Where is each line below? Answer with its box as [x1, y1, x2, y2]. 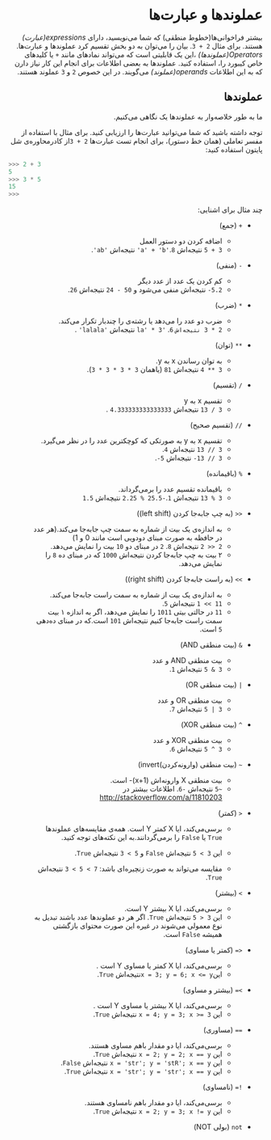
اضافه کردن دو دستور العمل [140, 236, 223, 246]
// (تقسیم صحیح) [190, 420, 243, 430]
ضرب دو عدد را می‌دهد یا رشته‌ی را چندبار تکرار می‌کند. [58, 316, 223, 326]
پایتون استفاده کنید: [205, 144, 263, 154]
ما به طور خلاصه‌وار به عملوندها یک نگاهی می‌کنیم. [113, 112, 263, 121]
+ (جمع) [219, 221, 243, 230]
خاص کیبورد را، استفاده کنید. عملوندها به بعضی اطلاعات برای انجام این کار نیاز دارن [15, 58, 263, 68]
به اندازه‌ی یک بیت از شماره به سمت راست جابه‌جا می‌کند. [49, 590, 223, 600]
